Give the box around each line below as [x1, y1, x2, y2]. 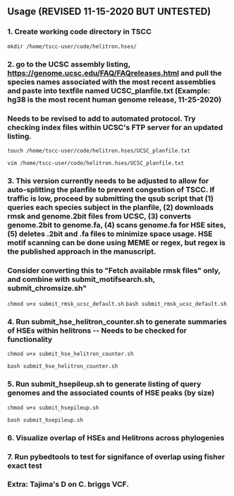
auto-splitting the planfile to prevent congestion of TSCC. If [7, 184, 215, 194]
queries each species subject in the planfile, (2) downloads [7, 202, 214, 212]
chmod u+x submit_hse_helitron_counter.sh [7, 350, 134, 358]
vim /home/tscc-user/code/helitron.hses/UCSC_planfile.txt [7, 159, 185, 167]
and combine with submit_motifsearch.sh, [7, 274, 155, 284]
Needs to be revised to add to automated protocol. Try [7, 113, 196, 123]
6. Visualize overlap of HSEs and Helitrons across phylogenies [7, 432, 225, 442]
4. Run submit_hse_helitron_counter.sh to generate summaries [7, 317, 228, 327]
